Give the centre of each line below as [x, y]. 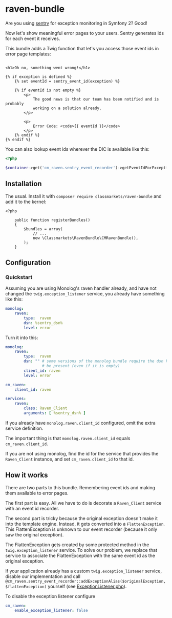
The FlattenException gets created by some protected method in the [77, 545]
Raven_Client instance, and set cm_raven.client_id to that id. [70, 459]
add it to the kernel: [26, 202]
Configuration [28, 262]
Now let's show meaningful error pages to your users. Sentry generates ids [85, 33]
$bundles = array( [43, 229]
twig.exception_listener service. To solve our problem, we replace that [81, 550]
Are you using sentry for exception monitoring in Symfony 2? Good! [76, 23]
